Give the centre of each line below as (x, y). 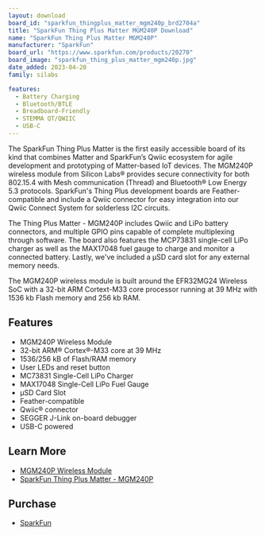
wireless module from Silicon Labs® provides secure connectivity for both (129, 174)
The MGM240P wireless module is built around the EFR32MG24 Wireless (128, 281)
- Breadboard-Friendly (53, 111)
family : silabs (33, 75)
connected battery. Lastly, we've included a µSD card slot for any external (129, 257)
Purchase (33, 504)
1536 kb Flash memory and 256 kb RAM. (75, 297)
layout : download (37, 16)
